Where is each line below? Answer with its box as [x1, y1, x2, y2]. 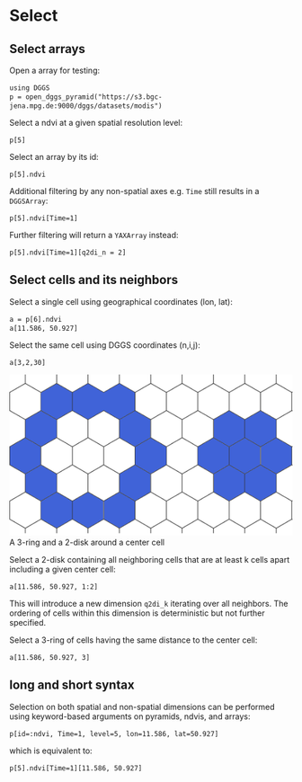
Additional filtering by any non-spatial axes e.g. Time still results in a [9, 186, 260, 196]
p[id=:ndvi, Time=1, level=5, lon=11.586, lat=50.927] [9, 729, 219, 738]
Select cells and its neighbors [9, 272, 178, 288]
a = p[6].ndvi [9, 315, 63, 324]
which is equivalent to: [9, 745, 93, 756]
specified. [9, 618, 47, 628]
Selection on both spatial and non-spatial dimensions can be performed [9, 701, 276, 712]
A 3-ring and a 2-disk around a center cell [9, 537, 165, 548]
